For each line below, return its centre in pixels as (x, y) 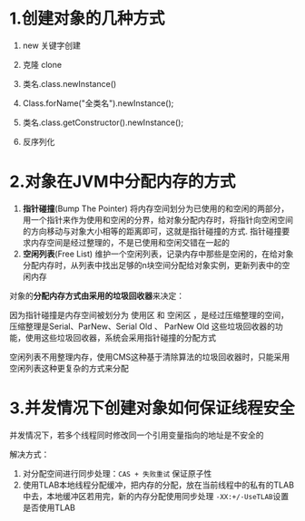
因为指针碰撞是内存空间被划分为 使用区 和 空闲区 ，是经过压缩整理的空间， (149, 314)
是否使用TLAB (49, 507)
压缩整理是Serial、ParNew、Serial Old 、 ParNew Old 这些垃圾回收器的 (142, 326)
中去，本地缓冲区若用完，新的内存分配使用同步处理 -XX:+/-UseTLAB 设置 (155, 496)
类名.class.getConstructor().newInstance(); (103, 122)
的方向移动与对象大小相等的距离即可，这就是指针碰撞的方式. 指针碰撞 (152, 231)
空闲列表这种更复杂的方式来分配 (69, 368)
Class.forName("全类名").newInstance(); (98, 103)
